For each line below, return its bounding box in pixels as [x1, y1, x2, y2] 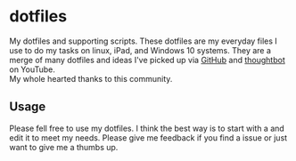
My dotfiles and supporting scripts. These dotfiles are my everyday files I [9, 36, 278, 46]
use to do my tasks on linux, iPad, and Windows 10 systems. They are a [9, 44, 272, 55]
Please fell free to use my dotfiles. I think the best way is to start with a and [9, 123, 285, 133]
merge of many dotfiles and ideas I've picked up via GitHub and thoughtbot [9, 54, 285, 65]
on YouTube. [9, 64, 56, 75]
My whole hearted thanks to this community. [9, 73, 173, 84]
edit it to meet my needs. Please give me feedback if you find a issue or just [9, 132, 288, 143]
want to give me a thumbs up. [9, 141, 119, 152]
